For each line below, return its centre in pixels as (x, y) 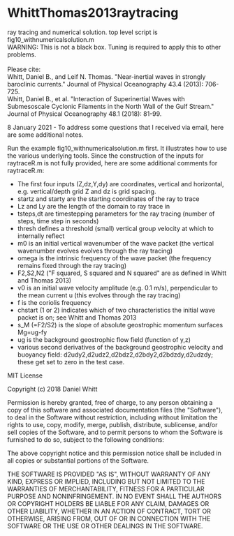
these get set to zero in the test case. (71, 362)
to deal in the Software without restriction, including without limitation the (112, 417)
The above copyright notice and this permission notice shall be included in (114, 453)
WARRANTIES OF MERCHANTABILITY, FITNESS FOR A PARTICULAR (106, 489)
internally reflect (41, 236)
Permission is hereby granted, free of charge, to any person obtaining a (110, 402)
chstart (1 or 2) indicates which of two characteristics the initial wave (116, 310)
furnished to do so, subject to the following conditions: (86, 439)
